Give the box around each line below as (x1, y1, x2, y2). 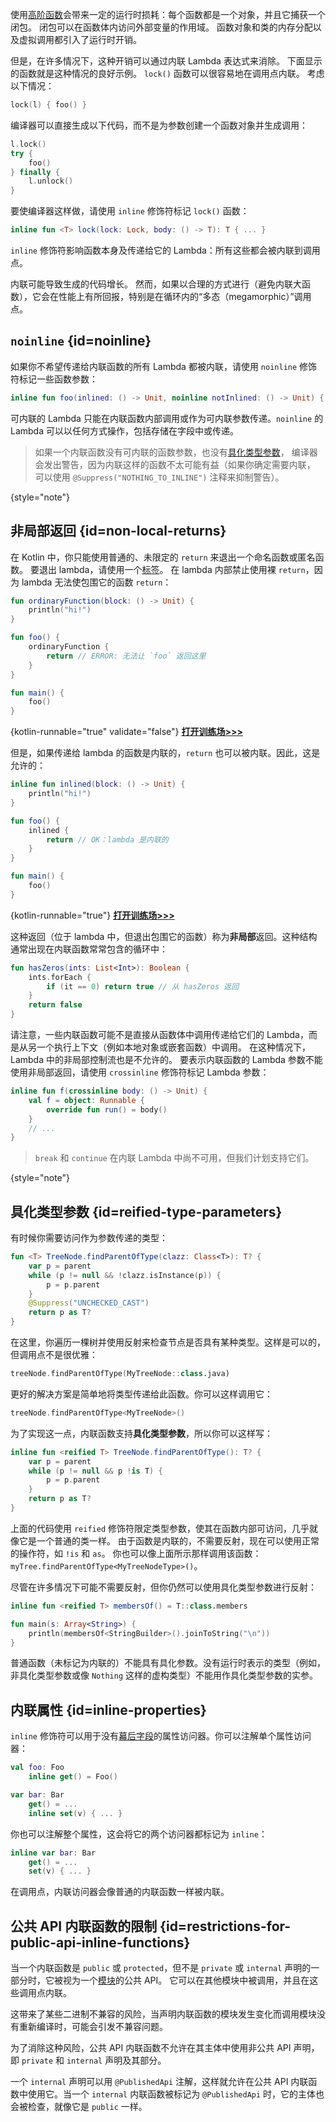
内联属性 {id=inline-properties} (10, 1701, 207, 1718)
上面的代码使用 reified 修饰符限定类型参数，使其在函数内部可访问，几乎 (10, 1522, 310, 1534)
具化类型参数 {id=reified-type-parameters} (10, 1203, 283, 1220)
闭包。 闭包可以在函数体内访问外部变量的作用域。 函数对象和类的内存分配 (10, 21, 313, 33)
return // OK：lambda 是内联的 (46, 834, 169, 845)
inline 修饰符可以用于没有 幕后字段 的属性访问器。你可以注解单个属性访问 (10, 1730, 312, 1742)
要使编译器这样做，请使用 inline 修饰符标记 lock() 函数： (10, 205, 250, 217)
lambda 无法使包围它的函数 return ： (21, 576, 172, 588)
